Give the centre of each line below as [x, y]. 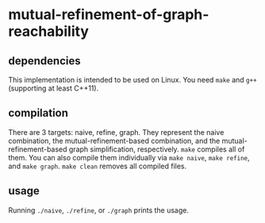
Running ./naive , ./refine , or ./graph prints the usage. [98, 210]
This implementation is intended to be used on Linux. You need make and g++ [132, 80]
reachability [49, 31]
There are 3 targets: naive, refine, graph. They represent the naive [116, 132]
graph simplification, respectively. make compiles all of [157, 149]
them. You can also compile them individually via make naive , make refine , [129, 157]
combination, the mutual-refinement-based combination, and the [114, 140]
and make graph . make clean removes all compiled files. [98, 166]
